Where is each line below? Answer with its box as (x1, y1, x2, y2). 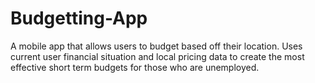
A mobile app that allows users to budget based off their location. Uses (10, 40, 303, 52)
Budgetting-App (10, 7, 148, 30)
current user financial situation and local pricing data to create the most (10, 50, 305, 62)
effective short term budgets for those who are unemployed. (10, 61, 260, 73)
